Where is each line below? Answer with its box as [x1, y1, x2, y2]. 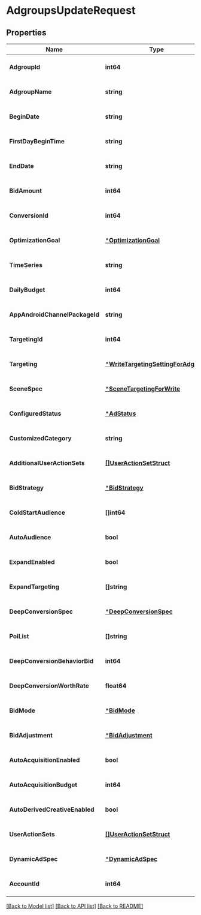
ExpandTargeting [9, 583, 60, 591]
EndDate [9, 162, 34, 170]
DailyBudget [9, 286, 45, 294]
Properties [6, 28, 47, 38]
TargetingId [9, 335, 43, 343]
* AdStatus [105, 409, 136, 418]
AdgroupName [9, 88, 52, 96]
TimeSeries [9, 261, 43, 269]
